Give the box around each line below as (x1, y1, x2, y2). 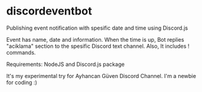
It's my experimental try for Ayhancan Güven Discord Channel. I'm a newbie (6, 72, 197, 79)
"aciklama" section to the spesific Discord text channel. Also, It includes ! (6, 42, 190, 50)
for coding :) (6, 79, 38, 86)
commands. (6, 48, 37, 56)
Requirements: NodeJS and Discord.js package (6, 61, 125, 68)
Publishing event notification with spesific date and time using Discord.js (6, 24, 189, 31)
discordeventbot (6, 4, 92, 18)
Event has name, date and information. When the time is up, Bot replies (6, 36, 184, 43)
